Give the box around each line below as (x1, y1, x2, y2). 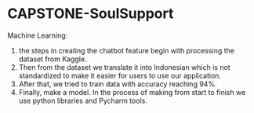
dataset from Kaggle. (18, 54, 87, 64)
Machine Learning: (7, 31, 68, 40)
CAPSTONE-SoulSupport (7, 5, 174, 23)
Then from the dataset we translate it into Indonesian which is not (18, 62, 230, 71)
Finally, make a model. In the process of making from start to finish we (18, 87, 246, 97)
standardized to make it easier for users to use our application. (18, 71, 221, 80)
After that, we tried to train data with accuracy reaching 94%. (18, 79, 217, 89)
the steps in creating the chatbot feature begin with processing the (18, 46, 235, 55)
